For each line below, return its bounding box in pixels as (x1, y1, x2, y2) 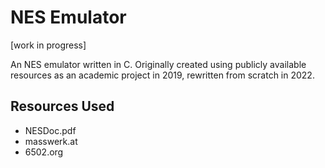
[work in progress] (10, 39, 87, 51)
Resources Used (10, 98, 115, 115)
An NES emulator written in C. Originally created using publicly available (10, 58, 307, 70)
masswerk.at (24, 135, 78, 147)
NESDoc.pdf (24, 124, 77, 136)
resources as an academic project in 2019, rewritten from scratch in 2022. (10, 69, 315, 81)
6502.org (24, 146, 64, 158)
